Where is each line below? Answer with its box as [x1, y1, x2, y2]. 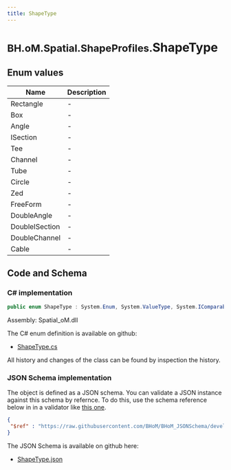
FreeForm [10, 199, 43, 209]
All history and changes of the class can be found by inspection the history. [7, 356, 221, 364]
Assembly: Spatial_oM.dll [7, 316, 78, 324]
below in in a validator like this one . [7, 403, 107, 412]
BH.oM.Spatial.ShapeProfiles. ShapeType [7, 39, 219, 55]
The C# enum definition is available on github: [7, 329, 137, 337]
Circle [10, 177, 30, 186]
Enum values [7, 67, 64, 79]
